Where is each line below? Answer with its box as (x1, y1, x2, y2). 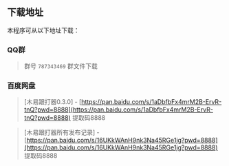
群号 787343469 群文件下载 (23, 62, 98, 70)
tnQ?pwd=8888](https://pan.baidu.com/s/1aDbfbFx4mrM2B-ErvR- (23, 105, 213, 114)
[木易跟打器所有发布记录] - (23, 128, 100, 136)
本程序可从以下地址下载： (7, 26, 80, 34)
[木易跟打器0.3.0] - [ (23, 98, 82, 106)
